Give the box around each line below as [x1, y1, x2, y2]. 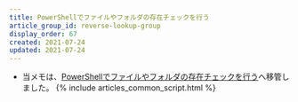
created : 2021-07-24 [9, 37, 86, 47]
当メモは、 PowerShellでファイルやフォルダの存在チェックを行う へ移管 [21, 72, 282, 82]
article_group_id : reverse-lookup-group [9, 21, 162, 30]
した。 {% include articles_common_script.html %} [29, 82, 216, 93]
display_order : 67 [9, 29, 77, 38]
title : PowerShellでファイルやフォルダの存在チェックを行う [9, 12, 210, 22]
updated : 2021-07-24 [9, 46, 86, 55]
